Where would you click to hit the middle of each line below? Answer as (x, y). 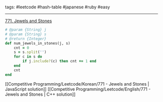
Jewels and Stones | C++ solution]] (40, 94)
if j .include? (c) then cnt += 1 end (59, 61)
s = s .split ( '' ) (30, 52)
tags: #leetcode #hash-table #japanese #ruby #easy (57, 7)
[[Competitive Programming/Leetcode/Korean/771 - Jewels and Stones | (77, 84)
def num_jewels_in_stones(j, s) (38, 43)
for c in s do (28, 57)
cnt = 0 (21, 48)
